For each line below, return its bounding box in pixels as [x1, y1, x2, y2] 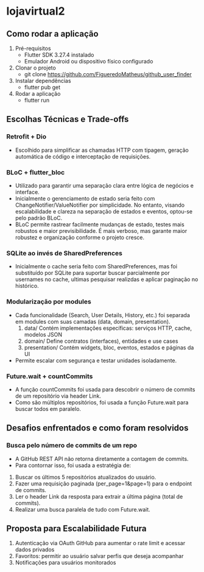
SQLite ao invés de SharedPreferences [6, 249, 123, 257]
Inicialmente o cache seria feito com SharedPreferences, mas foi [15, 263, 178, 270]
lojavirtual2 [6, 4, 65, 18]
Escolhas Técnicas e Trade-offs [6, 114, 129, 124]
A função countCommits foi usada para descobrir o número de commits [15, 385, 195, 393]
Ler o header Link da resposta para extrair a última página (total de [15, 493, 183, 500]
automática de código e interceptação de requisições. [15, 152, 151, 160]
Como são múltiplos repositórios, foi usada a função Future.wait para [15, 398, 189, 406]
